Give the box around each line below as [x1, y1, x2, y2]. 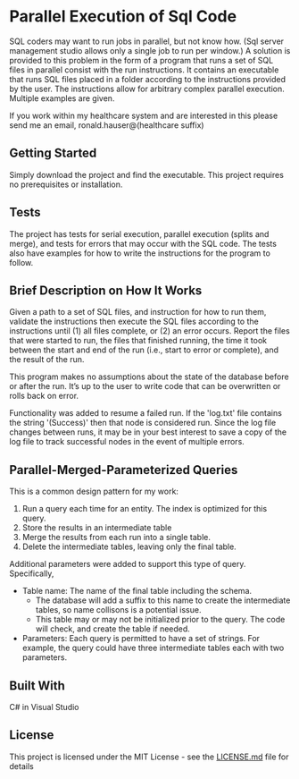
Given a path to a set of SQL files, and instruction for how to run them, [9, 307, 267, 318]
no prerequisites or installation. [9, 179, 123, 190]
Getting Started [9, 146, 97, 161]
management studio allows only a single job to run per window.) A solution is [9, 45, 291, 55]
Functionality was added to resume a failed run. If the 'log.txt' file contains [9, 408, 283, 419]
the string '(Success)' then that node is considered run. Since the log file [9, 418, 277, 428]
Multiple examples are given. [9, 92, 115, 104]
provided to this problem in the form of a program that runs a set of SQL [9, 55, 274, 65]
